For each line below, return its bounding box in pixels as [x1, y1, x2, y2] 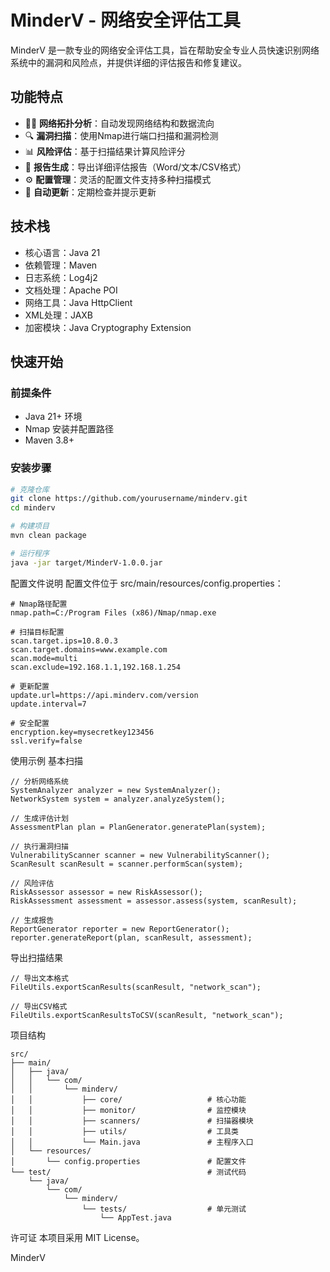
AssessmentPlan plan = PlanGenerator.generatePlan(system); [10, 822, 267, 832]
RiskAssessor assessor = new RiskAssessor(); [10, 887, 203, 897]
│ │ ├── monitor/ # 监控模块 [10, 1105, 247, 1115]
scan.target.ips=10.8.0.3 [10, 636, 118, 646]
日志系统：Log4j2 [24, 271, 98, 283]
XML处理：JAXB [24, 309, 93, 321]
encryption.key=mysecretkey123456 [10, 727, 155, 737]
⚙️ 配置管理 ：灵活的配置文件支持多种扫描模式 [24, 173, 212, 185]
